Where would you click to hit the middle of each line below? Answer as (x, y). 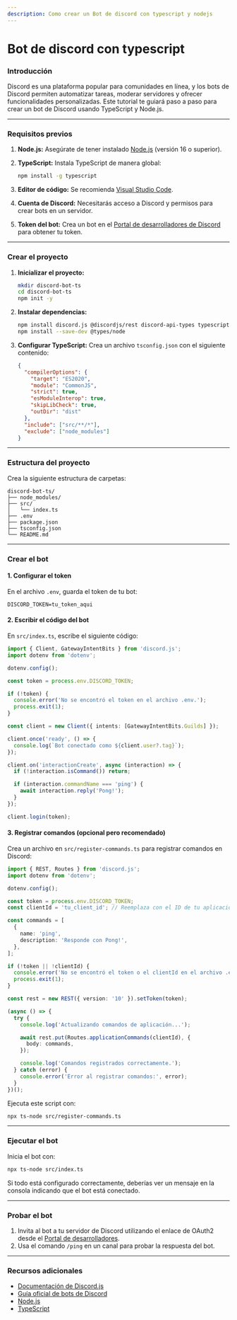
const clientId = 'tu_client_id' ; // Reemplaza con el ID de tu (104, 908)
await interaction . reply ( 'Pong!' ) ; (72, 791)
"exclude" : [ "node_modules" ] (67, 431)
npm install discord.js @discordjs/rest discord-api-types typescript (123, 325)
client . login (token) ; (39, 817)
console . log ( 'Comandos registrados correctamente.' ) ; (101, 1063)
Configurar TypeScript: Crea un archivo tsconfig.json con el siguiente (121, 345)
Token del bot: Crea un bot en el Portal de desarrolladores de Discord (119, 224)
